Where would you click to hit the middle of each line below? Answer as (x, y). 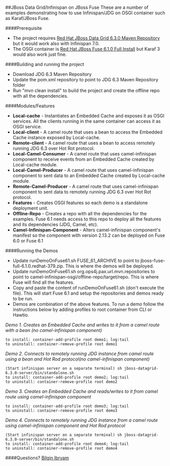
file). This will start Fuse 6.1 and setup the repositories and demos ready (88, 293)
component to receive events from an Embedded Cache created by (83, 159)
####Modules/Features (30, 106)
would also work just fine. (40, 54)
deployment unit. (30, 208)
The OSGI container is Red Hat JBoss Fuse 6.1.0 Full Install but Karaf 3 (86, 49)
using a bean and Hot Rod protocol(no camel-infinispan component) (78, 359)
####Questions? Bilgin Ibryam (37, 458)
